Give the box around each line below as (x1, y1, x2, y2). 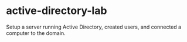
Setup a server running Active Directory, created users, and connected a (6, 23, 182, 30)
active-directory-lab (6, 4, 107, 17)
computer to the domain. (6, 29, 66, 36)
